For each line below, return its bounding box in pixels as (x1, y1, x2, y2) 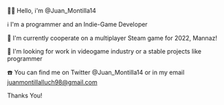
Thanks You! (7, 91, 43, 100)
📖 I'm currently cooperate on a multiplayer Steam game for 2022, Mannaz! (7, 34, 218, 42)
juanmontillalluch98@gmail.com (7, 78, 98, 86)
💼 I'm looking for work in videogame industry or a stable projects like (7, 47, 201, 55)
